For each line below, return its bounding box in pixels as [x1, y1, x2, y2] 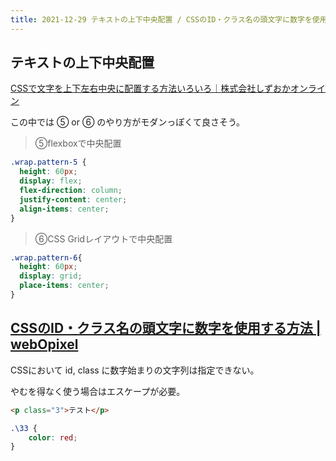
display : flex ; [19, 176, 83, 186]
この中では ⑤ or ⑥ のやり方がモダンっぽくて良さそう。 [10, 116, 246, 128]
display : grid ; [19, 271, 83, 281]
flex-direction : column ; [19, 186, 123, 196]
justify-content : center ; [19, 194, 128, 205]
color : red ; [28, 432, 78, 443]
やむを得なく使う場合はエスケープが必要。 [10, 385, 186, 397]
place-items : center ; [19, 281, 110, 291]
